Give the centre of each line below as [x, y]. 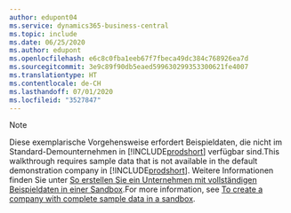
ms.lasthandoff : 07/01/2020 [61, 91]
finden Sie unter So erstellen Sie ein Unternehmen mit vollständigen [133, 180]
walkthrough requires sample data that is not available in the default [133, 162]
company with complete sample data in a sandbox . [102, 199]
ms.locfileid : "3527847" [55, 100]
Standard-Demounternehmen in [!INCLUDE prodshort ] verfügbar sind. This [145, 152]
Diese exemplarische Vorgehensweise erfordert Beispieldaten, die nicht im [146, 142]
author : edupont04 [43, 17]
